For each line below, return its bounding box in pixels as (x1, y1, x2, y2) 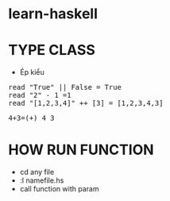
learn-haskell (8, 5, 98, 23)
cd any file (19, 168, 55, 177)
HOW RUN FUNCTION (8, 141, 154, 159)
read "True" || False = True (8, 83, 122, 92)
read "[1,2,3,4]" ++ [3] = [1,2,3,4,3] (8, 99, 164, 108)
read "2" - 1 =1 (8, 91, 71, 100)
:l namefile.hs (19, 176, 64, 185)
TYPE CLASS (8, 41, 95, 60)
